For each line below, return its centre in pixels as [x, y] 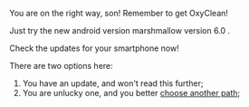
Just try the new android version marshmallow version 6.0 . [120, 30]
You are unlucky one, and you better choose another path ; [131, 93]
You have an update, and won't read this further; [113, 83]
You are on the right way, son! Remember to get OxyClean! [119, 13]
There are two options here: [61, 66]
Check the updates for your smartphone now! [94, 48]
